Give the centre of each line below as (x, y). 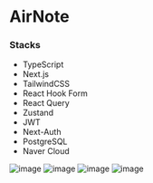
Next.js (36, 74)
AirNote (39, 17)
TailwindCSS (46, 84)
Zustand (38, 113)
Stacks (25, 45)
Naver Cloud (46, 151)
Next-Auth (42, 132)
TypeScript (43, 64)
